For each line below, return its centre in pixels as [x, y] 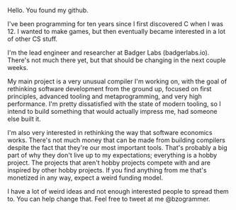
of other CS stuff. [33, 39]
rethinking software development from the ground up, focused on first [109, 89]
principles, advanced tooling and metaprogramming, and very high [105, 96]
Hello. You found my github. [48, 10]
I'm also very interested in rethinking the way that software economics [110, 133]
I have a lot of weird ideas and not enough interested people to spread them [118, 191]
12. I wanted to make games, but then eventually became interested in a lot [116, 31]
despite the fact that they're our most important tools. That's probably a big [117, 147]
